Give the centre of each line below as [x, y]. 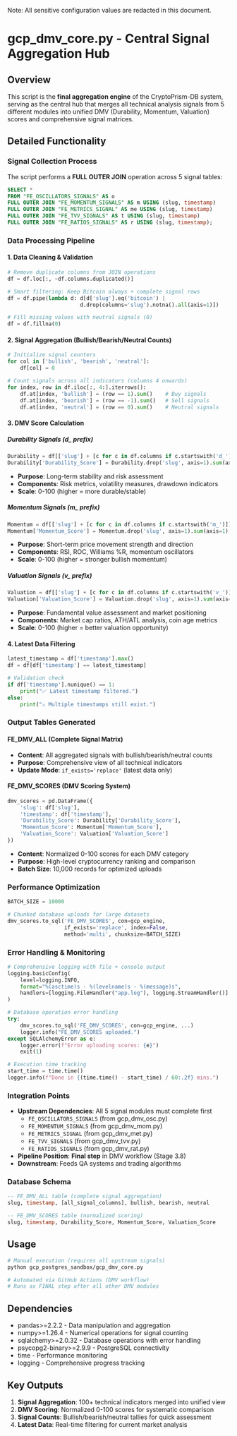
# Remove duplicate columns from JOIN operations [82, 272]
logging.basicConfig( [39, 973]
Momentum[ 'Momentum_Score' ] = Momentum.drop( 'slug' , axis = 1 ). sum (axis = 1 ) [118, 531]
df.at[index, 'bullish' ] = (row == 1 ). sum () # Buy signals [113, 394]
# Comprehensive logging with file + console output [86, 967]
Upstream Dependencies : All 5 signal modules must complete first [115, 1111]
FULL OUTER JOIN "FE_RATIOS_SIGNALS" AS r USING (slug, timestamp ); [110, 223]
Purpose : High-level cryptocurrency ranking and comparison [106, 861]
